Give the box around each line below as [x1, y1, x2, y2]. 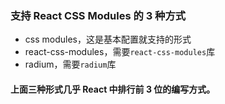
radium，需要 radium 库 [24, 58, 117, 71]
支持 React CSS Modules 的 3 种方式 [10, 8, 187, 22]
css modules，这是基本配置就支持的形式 [24, 33, 192, 46]
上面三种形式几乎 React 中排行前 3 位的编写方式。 [10, 83, 216, 95]
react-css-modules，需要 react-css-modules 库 [24, 46, 216, 58]
